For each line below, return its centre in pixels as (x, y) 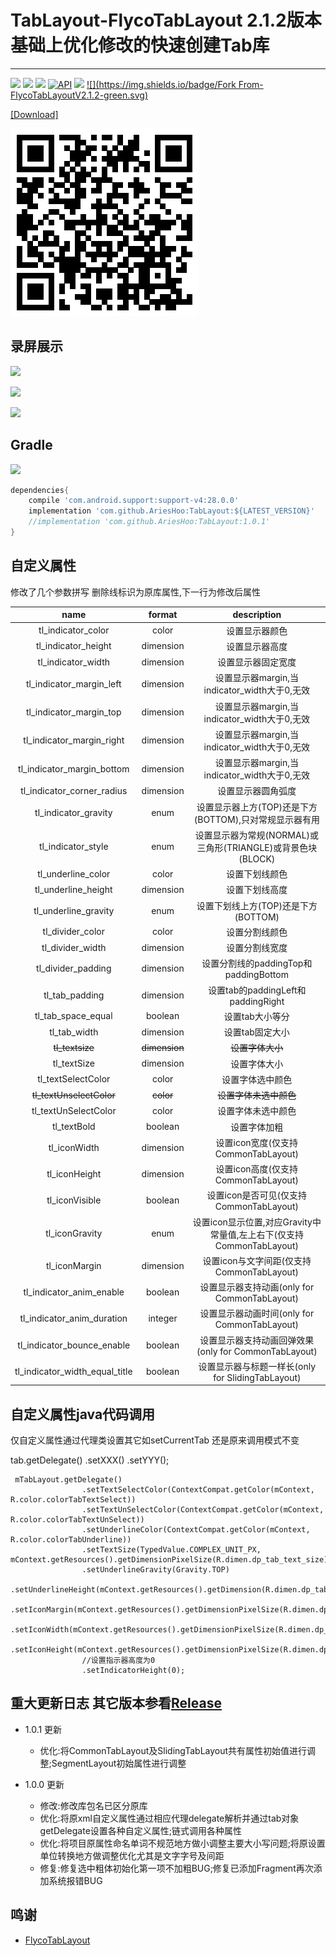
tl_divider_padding (74, 968)
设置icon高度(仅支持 (257, 1169)
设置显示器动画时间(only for (257, 1313)
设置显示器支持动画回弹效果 (257, 1340)
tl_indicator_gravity (73, 812)
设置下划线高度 (257, 890)
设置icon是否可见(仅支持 (257, 1195)
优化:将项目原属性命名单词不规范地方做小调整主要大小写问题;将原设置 (182, 1843)
